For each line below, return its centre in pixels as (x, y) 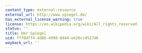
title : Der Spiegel (26, 33)
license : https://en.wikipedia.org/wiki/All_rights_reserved (71, 24)
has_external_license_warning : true (44, 19)
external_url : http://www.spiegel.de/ (46, 15)
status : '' (17, 29)
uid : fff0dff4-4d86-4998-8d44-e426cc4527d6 (52, 38)
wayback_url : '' (22, 43)
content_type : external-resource (41, 10)
